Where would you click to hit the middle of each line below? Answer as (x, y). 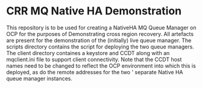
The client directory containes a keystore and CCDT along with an (88, 53)
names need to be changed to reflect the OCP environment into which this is (101, 66)
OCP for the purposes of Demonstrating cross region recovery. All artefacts (100, 34)
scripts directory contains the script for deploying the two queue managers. (100, 47)
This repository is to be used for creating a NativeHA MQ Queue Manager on (101, 28)
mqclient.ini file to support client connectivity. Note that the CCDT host (94, 59)
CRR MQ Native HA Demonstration (94, 11)
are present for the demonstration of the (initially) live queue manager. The (99, 40)
